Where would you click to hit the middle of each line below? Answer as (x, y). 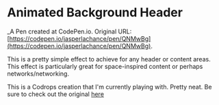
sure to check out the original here (56, 94)
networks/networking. (38, 74)
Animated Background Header (95, 13)
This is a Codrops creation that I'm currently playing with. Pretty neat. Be (109, 87)
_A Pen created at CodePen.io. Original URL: (69, 31)
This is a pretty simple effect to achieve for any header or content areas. (109, 59)
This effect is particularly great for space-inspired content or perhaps (105, 66)
